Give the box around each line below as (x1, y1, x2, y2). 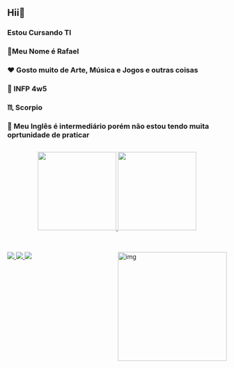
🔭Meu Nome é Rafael (7, 47, 79, 56)
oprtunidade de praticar (7, 130, 90, 139)
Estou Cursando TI (7, 28, 72, 38)
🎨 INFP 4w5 (7, 84, 47, 94)
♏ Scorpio (7, 102, 43, 112)
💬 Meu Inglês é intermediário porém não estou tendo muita (7, 121, 210, 131)
